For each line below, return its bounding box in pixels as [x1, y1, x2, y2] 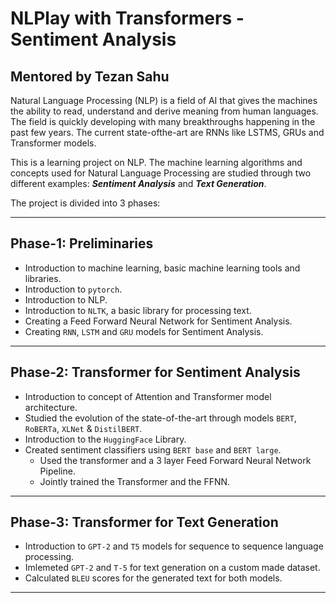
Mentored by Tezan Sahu [10, 68, 170, 85]
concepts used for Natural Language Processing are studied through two [10, 167, 312, 179]
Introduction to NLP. [24, 293, 108, 306]
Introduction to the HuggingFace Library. [24, 433, 187, 445]
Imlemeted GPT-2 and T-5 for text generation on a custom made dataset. [24, 562, 321, 574]
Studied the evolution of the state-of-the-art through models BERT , [24, 412, 297, 424]
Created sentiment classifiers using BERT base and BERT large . [24, 443, 282, 456]
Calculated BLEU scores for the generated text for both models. [24, 572, 283, 584]
